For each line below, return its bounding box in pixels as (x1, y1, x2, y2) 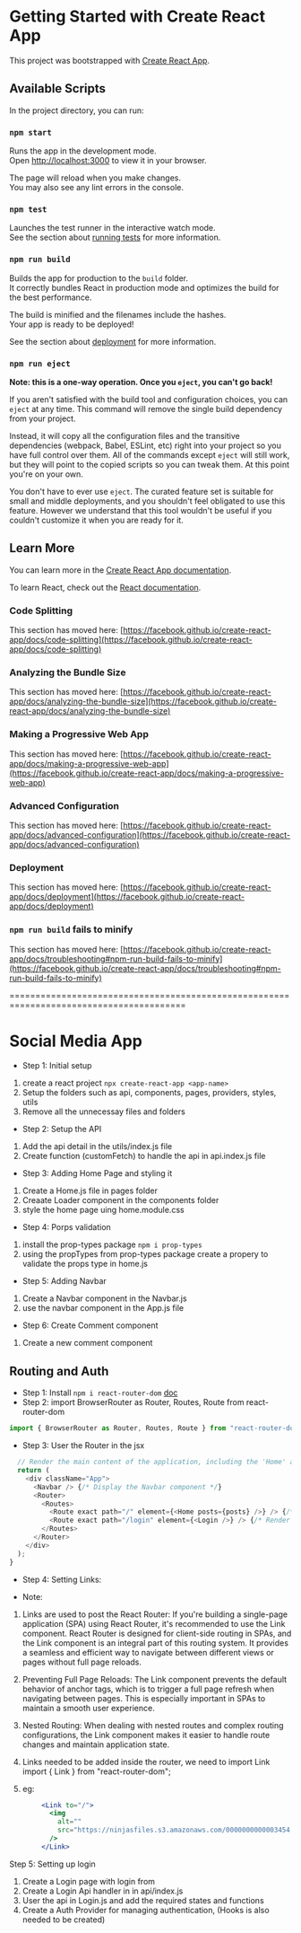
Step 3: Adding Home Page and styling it (21, 1168, 173, 1179)
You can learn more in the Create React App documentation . (9, 564, 232, 576)
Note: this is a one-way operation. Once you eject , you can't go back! (9, 376, 273, 387)
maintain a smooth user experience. (21, 1702, 155, 1713)
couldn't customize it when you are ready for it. (9, 514, 184, 525)
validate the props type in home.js (21, 1259, 148, 1270)
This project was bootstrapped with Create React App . (9, 55, 211, 66)
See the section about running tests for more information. (9, 232, 221, 243)
